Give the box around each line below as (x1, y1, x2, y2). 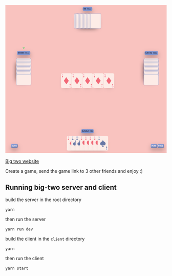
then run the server (5, 216, 46, 222)
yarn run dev (5, 226, 33, 232)
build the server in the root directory (5, 196, 82, 203)
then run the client (5, 255, 44, 261)
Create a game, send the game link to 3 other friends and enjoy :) (5, 168, 143, 174)
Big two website (5, 158, 39, 164)
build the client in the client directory (5, 235, 85, 242)
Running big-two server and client (5, 183, 117, 192)
